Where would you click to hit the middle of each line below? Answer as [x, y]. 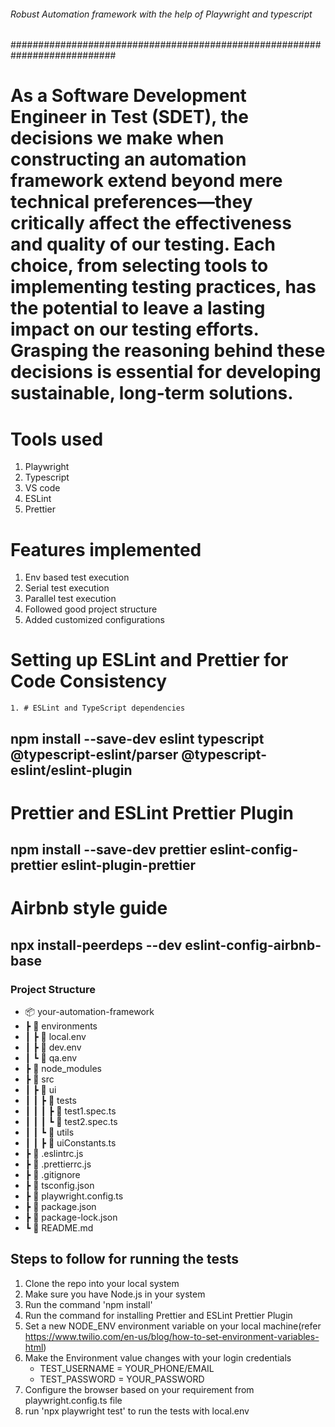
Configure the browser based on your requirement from [139, 1389]
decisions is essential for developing [166, 372]
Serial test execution [67, 588]
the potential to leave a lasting [138, 308]
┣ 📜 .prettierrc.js [58, 1164]
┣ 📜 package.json [60, 1207]
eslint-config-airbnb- [253, 945]
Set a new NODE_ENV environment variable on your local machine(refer [173, 1326]
